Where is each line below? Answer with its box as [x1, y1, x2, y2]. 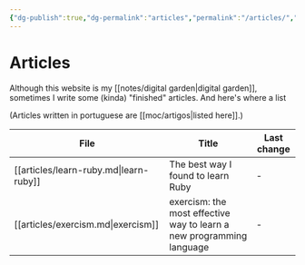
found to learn [169, 169, 230, 182]
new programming [169, 229, 248, 241]
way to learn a [169, 218, 230, 231]
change [257, 142, 290, 155]
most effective [169, 206, 231, 219]
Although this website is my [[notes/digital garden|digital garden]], [9, 83, 258, 93]
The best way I [169, 158, 232, 171]
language [169, 240, 210, 253]
